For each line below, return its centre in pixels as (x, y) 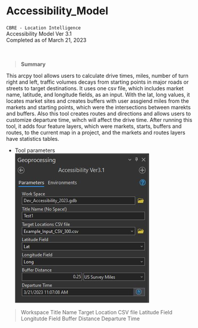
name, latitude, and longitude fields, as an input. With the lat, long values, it (98, 94)
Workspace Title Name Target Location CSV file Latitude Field (96, 312)
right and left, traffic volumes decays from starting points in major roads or (98, 82)
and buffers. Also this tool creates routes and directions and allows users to (99, 113)
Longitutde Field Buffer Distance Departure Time (80, 318)
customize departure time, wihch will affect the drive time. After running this (99, 119)
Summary (33, 64)
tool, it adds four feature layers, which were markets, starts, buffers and (94, 126)
